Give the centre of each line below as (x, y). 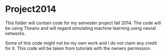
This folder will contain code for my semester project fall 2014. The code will (83, 23)
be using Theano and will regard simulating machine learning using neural (81, 28)
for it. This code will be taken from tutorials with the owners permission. (78, 48)
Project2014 (31, 9)
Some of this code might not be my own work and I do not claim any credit (81, 43)
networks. (15, 33)
